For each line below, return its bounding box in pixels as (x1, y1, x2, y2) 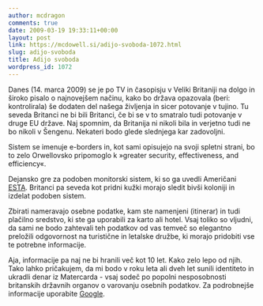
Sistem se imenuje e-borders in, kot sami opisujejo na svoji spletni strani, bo (8, 142, 255, 151)
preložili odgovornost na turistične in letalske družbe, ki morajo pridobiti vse (8, 231, 255, 241)
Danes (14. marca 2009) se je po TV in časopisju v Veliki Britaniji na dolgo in (8, 85, 255, 94)
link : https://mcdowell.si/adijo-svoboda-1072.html (8, 41, 182, 49)
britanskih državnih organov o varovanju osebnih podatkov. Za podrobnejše (8, 280, 254, 289)
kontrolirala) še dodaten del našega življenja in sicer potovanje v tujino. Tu (8, 101, 249, 111)
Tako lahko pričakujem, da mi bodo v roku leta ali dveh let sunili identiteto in (8, 263, 254, 273)
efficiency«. (8, 159, 47, 168)
